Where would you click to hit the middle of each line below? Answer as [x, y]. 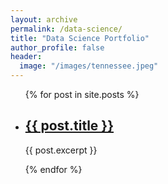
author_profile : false [57, 47]
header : [26, 57]
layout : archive [44, 19]
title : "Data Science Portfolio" [80, 38]
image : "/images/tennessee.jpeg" [89, 66]
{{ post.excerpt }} [61, 150]
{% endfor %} [53, 169]
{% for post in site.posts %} [82, 94]
